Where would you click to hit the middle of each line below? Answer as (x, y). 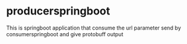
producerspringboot (58, 11)
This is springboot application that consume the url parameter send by (94, 28)
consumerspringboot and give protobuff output (65, 34)
